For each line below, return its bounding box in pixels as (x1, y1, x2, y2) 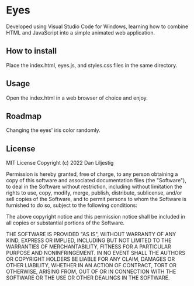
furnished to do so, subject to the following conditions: (6, 202, 137, 209)
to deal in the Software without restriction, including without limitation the (6, 183, 182, 190)
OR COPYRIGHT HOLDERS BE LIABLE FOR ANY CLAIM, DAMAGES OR (6, 256, 175, 263)
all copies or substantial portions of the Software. (6, 219, 124, 226)
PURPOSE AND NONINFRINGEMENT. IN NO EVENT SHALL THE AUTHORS (6, 250, 186, 257)
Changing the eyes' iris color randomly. (6, 127, 101, 134)
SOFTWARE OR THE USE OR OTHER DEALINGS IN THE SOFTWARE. (6, 274, 170, 281)
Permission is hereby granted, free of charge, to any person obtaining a (6, 171, 178, 178)
